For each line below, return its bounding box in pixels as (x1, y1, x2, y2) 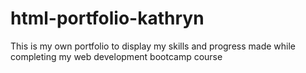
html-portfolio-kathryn (10, 7, 205, 30)
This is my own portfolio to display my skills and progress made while (10, 40, 297, 52)
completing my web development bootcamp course (10, 50, 223, 62)
